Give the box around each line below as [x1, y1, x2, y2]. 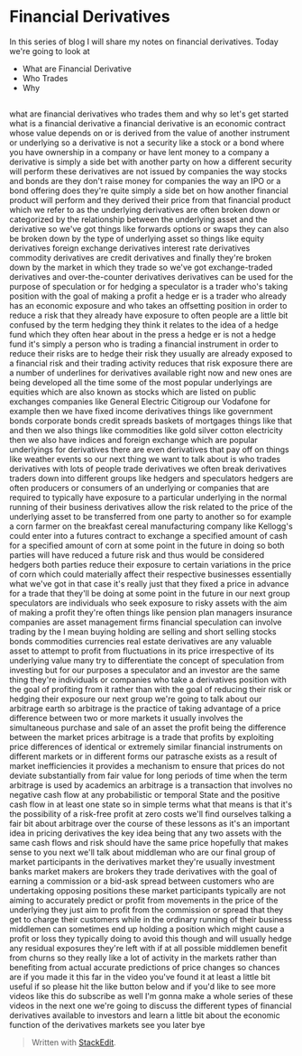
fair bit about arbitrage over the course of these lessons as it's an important [9, 819, 290, 829]
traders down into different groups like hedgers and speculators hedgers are [9, 473, 294, 484]
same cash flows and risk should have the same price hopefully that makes [9, 838, 288, 848]
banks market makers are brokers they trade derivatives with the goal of [9, 866, 278, 877]
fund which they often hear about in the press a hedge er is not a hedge [9, 329, 277, 340]
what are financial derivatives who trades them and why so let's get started [9, 108, 289, 119]
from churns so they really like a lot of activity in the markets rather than [9, 952, 278, 963]
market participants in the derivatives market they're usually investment [9, 857, 276, 867]
